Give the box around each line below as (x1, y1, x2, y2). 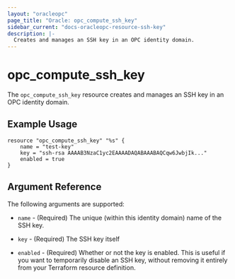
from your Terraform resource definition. (17, 263, 136, 272)
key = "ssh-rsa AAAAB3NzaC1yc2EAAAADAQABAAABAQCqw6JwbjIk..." (20, 149, 207, 156)
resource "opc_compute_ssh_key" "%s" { (7, 137, 125, 144)
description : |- (7, 30, 55, 37)
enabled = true (20, 155, 65, 162)
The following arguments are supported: (7, 199, 125, 208)
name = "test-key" (20, 143, 74, 150)
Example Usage (7, 118, 78, 131)
